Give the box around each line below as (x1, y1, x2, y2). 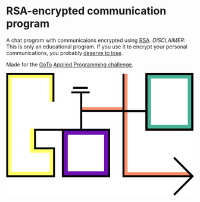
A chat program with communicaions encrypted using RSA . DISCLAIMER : (6, 36, 186, 44)
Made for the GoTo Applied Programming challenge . (6, 61, 134, 68)
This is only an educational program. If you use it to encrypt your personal (6, 43, 187, 50)
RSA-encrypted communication (6, 4, 167, 18)
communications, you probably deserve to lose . (6, 49, 123, 56)
